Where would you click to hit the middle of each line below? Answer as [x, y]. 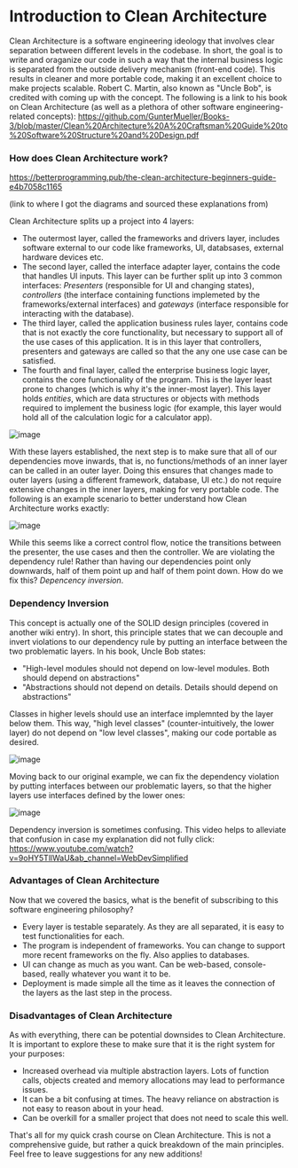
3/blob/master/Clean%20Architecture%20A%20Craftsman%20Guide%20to [149, 125]
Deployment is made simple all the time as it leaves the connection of [149, 983]
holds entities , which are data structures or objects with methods [141, 399]
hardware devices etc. [63, 257]
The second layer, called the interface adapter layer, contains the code [151, 267]
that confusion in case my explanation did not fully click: [112, 839]
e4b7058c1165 [36, 187]
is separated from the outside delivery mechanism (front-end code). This [142, 69]
